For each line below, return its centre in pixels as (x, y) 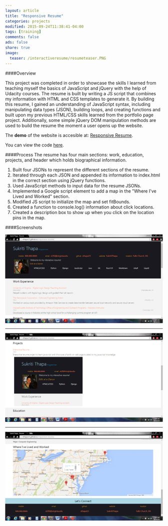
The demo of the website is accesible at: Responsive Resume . (69, 135)
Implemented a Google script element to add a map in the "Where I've (84, 191)
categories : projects (28, 21)
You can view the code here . (34, 145)
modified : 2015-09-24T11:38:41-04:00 (44, 27)
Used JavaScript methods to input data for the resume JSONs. (77, 186)
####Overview (21, 73)
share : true (17, 48)
